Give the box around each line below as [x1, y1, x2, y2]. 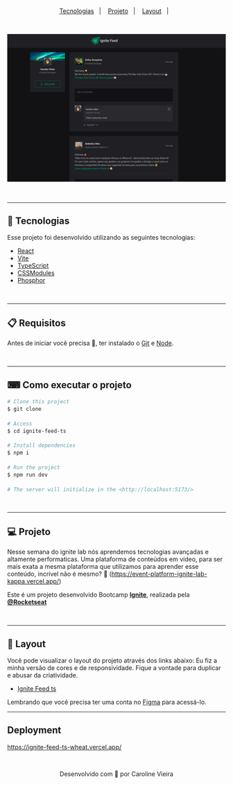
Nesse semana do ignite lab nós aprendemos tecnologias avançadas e [7, 548, 209, 556]
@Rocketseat [7, 598, 47, 606]
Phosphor [17, 276, 46, 285]
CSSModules [17, 269, 55, 277]
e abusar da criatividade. [7, 671, 78, 680]
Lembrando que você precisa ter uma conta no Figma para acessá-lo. [7, 698, 207, 707]
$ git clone [7, 405, 42, 412]
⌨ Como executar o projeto [7, 379, 132, 391]
